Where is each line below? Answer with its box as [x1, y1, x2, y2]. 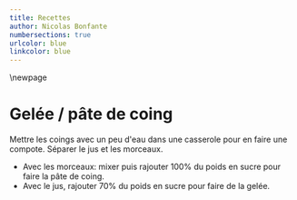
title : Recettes [9, 13, 71, 23]
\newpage [9, 72, 48, 83]
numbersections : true [9, 30, 92, 39]
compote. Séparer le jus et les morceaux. [9, 144, 163, 155]
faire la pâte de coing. [22, 171, 104, 182]
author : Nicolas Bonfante [9, 22, 107, 31]
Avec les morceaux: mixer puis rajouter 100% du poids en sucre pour [22, 161, 282, 173]
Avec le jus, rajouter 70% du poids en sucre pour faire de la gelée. [22, 181, 271, 192]
